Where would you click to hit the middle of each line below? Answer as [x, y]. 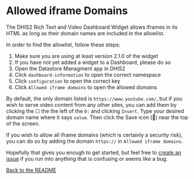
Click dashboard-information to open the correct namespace [88, 75]
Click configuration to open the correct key [67, 81]
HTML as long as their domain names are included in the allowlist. [86, 33]
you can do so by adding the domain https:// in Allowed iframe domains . [95, 141]
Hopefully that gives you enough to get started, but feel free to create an [94, 152]
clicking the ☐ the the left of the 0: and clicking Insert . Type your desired [95, 111]
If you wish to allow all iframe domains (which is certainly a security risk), [94, 135]
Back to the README [31, 170]
